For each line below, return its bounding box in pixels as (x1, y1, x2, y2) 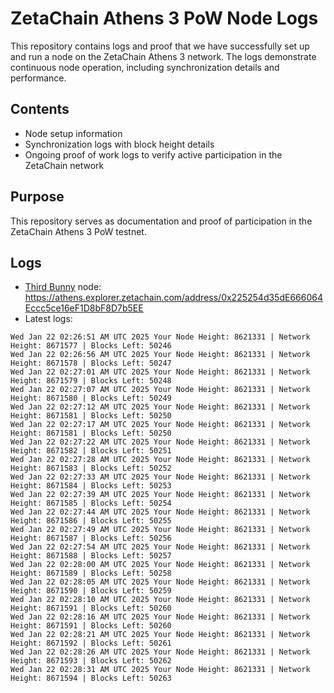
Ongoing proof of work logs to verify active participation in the (24, 148, 283, 161)
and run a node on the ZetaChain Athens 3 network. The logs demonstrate (10, 50, 317, 62)
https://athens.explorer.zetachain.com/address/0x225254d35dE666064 (24, 292, 323, 304)
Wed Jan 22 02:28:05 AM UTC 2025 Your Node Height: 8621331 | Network (10, 577, 311, 587)
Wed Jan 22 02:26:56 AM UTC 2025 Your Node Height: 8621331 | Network (10, 350, 311, 360)
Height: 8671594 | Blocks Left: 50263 (10, 673, 172, 684)
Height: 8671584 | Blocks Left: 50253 (10, 481, 172, 491)
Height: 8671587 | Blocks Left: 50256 (10, 533, 172, 544)
